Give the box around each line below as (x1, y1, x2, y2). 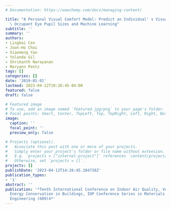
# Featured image (5, 101, 42, 107)
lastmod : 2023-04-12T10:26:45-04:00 (5, 83, 83, 88)
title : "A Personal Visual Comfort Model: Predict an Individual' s (5, 16, 154, 22)
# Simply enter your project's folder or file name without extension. (5, 149, 165, 154)
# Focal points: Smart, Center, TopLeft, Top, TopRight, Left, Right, (5, 111, 158, 116)
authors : (5, 36, 24, 41)
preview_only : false (10, 130, 53, 135)
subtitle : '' (5, 26, 33, 31)
